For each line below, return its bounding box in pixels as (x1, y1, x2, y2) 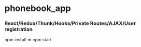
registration (4, 26, 33, 33)
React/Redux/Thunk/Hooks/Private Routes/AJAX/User (4, 20, 136, 27)
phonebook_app (4, 3, 71, 14)
